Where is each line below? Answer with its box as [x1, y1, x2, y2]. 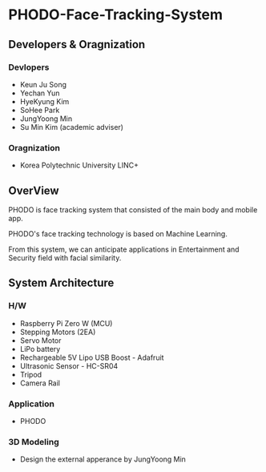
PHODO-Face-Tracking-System [8, 6, 223, 24]
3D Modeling [8, 436, 59, 447]
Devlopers [8, 62, 50, 73]
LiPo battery [19, 344, 61, 353]
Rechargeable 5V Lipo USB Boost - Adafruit [19, 353, 164, 362]
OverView [8, 184, 59, 197]
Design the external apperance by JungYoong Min [19, 454, 187, 464]
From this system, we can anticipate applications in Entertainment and [8, 244, 240, 254]
